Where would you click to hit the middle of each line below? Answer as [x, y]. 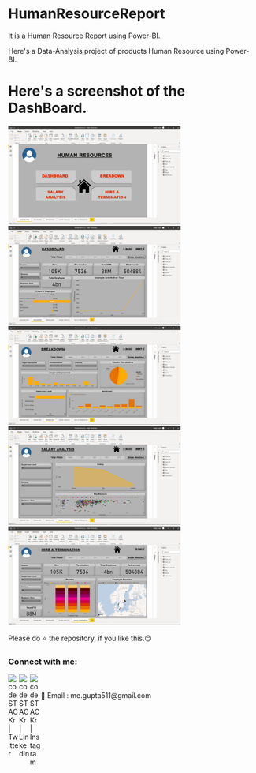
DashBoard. [48, 108]
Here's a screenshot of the [97, 91]
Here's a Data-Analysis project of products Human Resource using [116, 51]
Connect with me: [43, 662]
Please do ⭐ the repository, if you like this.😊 [80, 638]
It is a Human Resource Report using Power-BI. [84, 36]
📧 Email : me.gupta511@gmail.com [96, 696]
